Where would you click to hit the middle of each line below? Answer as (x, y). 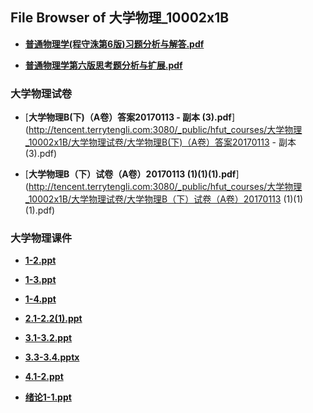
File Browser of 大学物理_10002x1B (120, 18)
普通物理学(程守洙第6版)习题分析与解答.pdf (114, 44)
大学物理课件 (41, 238)
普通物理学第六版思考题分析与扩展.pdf (103, 65)
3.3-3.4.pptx (52, 357)
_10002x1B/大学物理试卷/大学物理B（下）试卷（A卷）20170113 (153, 199)
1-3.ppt (40, 280)
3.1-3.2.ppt (48, 338)
